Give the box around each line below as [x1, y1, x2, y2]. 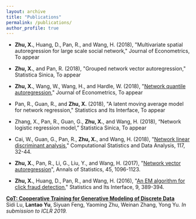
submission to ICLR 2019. [6, 207, 67, 215]
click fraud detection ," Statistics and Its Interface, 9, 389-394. [14, 184, 164, 191]
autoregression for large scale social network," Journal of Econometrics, [14, 48, 190, 55]
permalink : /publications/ [6, 19, 72, 25]
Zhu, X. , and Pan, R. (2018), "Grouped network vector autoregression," [14, 65, 186, 72]
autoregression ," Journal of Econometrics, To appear [14, 89, 143, 96]
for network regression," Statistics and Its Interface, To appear [14, 107, 165, 114]
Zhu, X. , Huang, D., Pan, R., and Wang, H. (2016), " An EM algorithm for [14, 177, 185, 184]
